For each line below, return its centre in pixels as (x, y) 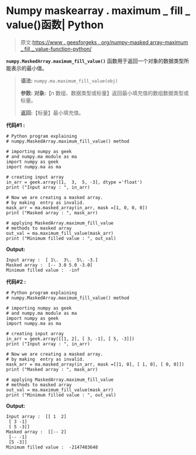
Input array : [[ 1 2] (36, 416)
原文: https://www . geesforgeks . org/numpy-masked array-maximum (104, 42)
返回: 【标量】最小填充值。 (52, 113)
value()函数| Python (55, 25)
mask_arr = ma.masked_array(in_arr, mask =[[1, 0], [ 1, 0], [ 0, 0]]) (95, 364)
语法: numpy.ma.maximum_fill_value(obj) (69, 81)
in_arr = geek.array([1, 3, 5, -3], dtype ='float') (74, 182)
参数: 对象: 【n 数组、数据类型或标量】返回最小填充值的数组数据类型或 (104, 93)
